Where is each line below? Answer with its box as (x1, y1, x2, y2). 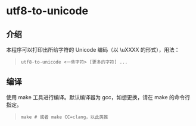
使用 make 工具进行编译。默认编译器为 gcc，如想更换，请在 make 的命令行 (6, 93, 191, 100)
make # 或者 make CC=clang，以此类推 (20, 114, 108, 120)
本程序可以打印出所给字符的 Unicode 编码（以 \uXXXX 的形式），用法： (6, 46, 180, 53)
